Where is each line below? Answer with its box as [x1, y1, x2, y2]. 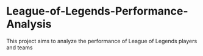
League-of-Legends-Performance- [6, 4, 188, 18]
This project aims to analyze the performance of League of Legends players [6, 37, 198, 44]
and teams [6, 44, 33, 51]
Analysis [6, 17, 52, 31]
